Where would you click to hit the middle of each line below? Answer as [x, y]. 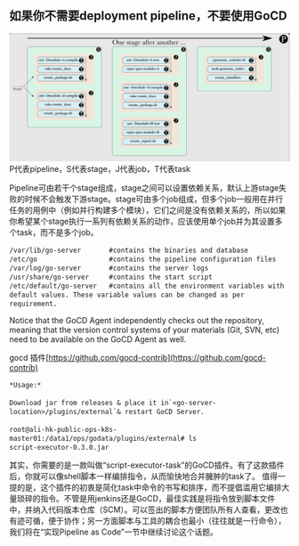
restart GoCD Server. [164, 412]
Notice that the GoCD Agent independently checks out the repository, [137, 320]
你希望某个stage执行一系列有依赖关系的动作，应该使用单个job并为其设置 [142, 221]
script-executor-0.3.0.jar [59, 447]
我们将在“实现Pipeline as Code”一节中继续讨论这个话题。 [113, 532]
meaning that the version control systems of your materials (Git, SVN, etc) [145, 330]
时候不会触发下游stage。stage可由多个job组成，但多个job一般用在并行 [154, 199]
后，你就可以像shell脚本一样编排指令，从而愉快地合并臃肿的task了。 [135, 476]
